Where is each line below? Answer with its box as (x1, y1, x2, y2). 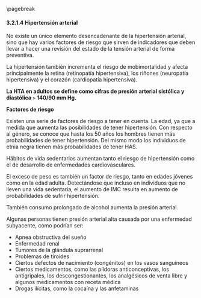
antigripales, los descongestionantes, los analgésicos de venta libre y (14, 272, 188, 279)
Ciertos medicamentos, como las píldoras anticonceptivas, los (14, 265, 170, 273)
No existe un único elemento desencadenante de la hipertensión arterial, (6, 33, 187, 40)
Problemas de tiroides (14, 253, 70, 260)
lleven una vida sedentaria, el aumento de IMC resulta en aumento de (6, 186, 179, 193)
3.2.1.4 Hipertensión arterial (6, 19, 78, 26)
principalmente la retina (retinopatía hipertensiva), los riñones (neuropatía (6, 69, 189, 77)
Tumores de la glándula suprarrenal (14, 247, 104, 254)
